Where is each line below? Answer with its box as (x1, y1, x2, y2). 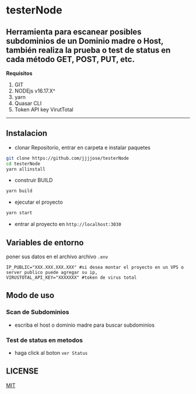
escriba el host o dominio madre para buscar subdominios (14, 321, 155, 328)
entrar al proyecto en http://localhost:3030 (14, 221, 121, 228)
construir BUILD (14, 177, 53, 184)
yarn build (6, 188, 33, 194)
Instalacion (6, 128, 48, 138)
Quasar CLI (14, 100, 42, 107)
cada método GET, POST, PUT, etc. (6, 54, 135, 64)
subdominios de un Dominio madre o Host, (6, 36, 164, 46)
